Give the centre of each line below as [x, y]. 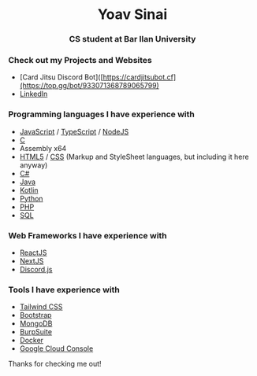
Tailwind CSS [41, 307]
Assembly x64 [43, 148]
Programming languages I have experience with [101, 114]
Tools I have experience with [64, 289]
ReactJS [33, 253]
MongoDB [36, 323]
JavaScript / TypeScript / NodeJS [74, 131]
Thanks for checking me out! [55, 364]
